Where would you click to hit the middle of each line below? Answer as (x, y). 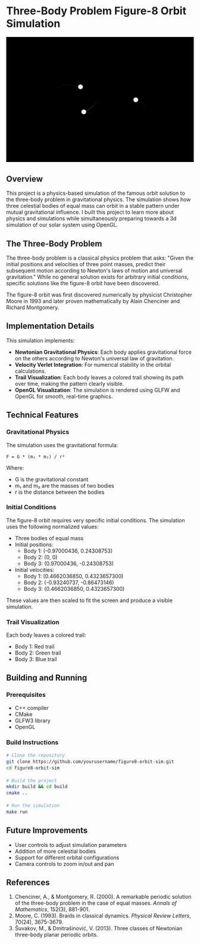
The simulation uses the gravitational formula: (62, 445)
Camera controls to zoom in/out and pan (64, 864)
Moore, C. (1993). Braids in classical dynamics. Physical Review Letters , (103, 916)
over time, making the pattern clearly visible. (69, 384)
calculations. (30, 371)
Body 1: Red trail (35, 647)
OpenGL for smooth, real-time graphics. (64, 396)
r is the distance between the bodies (60, 492)
